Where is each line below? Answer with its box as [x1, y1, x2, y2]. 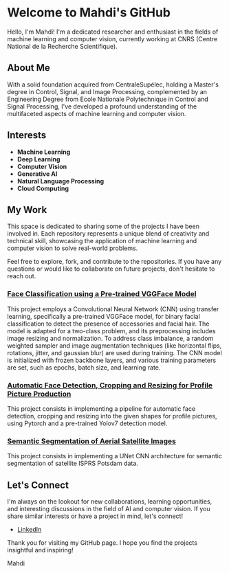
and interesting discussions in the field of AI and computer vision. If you [7, 505, 210, 513]
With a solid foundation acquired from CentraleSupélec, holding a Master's [7, 80, 219, 89]
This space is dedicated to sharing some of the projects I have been [7, 222, 199, 231]
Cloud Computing [17, 184, 69, 192]
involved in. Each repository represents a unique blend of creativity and [7, 229, 210, 238]
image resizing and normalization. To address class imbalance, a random [7, 334, 214, 342]
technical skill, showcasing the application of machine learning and [7, 237, 197, 245]
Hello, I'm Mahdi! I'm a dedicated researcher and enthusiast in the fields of [7, 27, 219, 36]
